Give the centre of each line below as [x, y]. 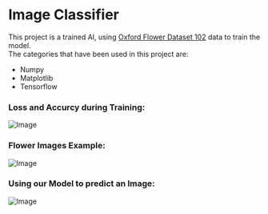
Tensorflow [38, 87]
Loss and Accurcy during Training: [77, 107]
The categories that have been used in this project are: [98, 54]
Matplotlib [36, 78]
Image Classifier [64, 15]
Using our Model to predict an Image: [82, 184]
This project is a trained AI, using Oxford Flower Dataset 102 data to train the [134, 37]
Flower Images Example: [57, 146]
